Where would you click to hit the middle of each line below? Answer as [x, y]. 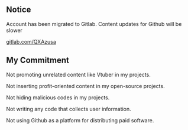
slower [14, 30]
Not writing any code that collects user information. [69, 109]
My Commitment [38, 61]
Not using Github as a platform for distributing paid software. [80, 120]
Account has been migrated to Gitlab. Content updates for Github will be [94, 24]
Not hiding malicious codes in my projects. [58, 97]
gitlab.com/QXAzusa [31, 41]
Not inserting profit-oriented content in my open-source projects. [85, 86]
